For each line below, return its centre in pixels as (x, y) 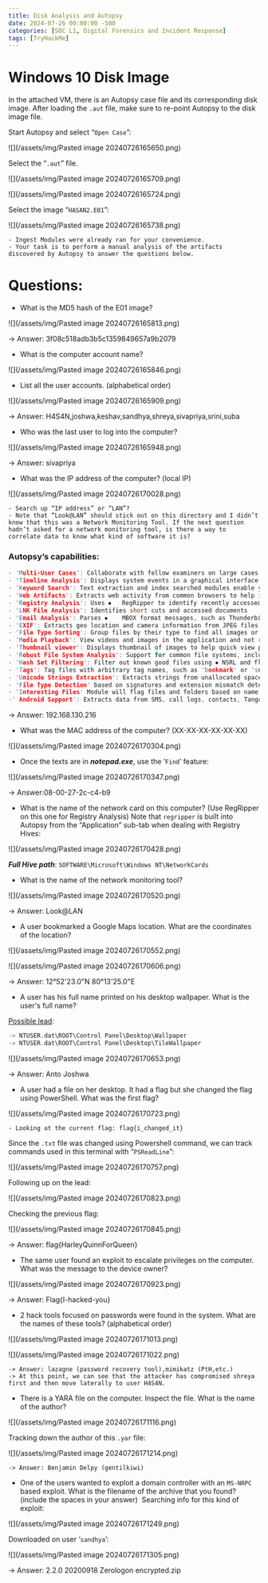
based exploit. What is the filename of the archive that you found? (128, 1491)
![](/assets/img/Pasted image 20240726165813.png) (94, 323)
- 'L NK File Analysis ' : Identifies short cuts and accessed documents (128, 610)
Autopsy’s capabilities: (54, 557)
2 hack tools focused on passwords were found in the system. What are (138, 1315)
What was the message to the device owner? (94, 1268)
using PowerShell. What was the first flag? (89, 1098)
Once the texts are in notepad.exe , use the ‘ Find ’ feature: (114, 762)
